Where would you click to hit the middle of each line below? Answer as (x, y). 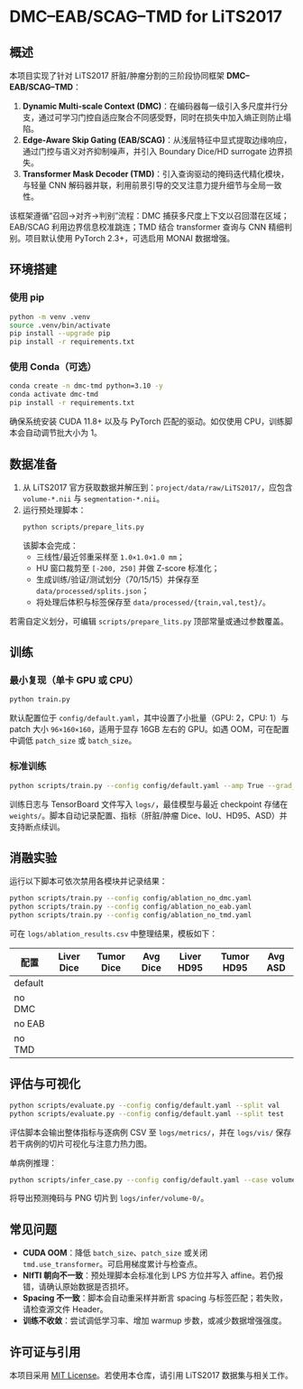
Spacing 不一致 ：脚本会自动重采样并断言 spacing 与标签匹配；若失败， (155, 1298)
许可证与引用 (45, 1351)
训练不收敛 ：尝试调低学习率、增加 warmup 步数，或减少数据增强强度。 (154, 1320)
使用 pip (27, 297)
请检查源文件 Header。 (65, 1309)
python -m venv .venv (50, 317)
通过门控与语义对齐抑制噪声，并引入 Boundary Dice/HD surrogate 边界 (154, 151)
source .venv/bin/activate (60, 325)
